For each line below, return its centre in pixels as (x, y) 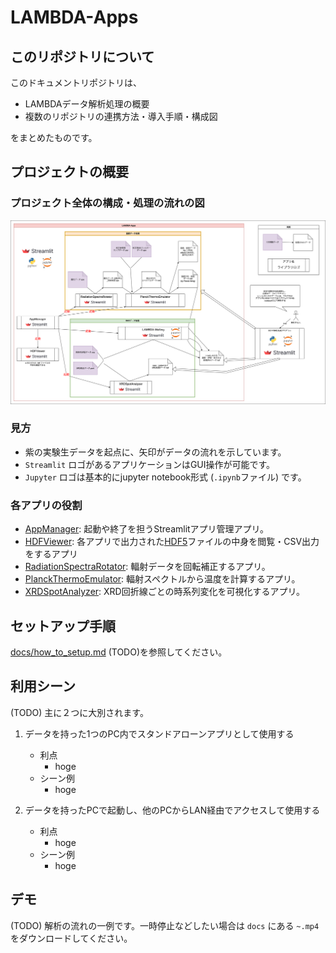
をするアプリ (51, 554)
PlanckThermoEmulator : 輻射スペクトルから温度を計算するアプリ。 (162, 579)
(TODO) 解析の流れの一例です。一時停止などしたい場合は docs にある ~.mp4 (165, 925)
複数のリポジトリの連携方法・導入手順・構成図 (121, 116)
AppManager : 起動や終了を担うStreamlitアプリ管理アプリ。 (147, 529)
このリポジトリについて (82, 56)
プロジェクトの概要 (69, 172)
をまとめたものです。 (54, 137)
